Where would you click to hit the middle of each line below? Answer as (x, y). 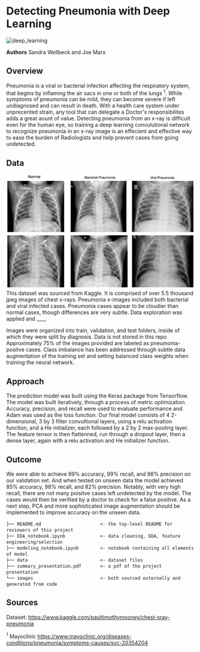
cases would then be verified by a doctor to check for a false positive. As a (99, 500)
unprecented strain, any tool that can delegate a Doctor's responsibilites (95, 112)
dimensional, (22, 422)
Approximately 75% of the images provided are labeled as (78, 343)
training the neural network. (40, 363)
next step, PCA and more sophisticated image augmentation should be (93, 506)
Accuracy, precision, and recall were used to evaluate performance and (94, 409)
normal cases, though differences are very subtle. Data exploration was (94, 312)
